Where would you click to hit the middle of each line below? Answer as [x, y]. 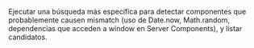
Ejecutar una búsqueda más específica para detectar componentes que [127, 12]
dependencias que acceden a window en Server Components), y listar [125, 28]
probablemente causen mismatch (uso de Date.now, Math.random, [119, 20]
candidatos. [28, 37]
